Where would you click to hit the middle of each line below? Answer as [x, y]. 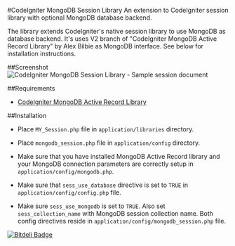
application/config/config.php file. [69, 192]
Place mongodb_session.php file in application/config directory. [109, 143]
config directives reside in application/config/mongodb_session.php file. [122, 221]
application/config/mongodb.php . [66, 171]
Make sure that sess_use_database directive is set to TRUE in [103, 185]
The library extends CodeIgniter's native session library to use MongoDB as [116, 31]
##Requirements [31, 88]
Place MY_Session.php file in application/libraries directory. [106, 129]
